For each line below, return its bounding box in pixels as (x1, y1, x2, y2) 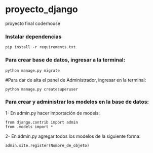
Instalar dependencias (5, 33, 62, 40)
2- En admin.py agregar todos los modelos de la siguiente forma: (5, 133, 141, 139)
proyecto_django (5, 4, 78, 15)
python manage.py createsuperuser (5, 86, 79, 92)
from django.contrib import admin (5, 119, 79, 125)
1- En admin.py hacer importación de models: (5, 110, 100, 116)
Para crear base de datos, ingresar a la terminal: (5, 56, 126, 64)
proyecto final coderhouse (5, 20, 61, 26)
